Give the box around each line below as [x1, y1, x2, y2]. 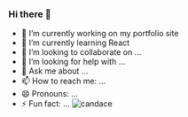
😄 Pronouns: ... [20, 89, 79, 99]
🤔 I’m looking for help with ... [20, 57, 126, 67]
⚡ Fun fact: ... [20, 98, 70, 109]
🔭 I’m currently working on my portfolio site [20, 28, 179, 39]
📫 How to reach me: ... [20, 75, 106, 87]
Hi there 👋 [8, 8, 52, 20]
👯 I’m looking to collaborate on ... [20, 47, 142, 58]
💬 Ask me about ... [20, 66, 89, 76]
